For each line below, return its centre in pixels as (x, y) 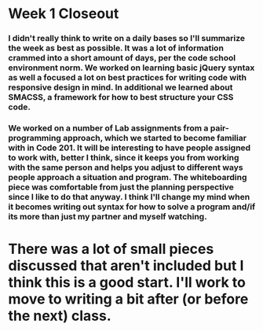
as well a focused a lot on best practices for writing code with (128, 78)
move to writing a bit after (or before (128, 299)
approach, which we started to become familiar (155, 138)
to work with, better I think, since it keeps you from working (124, 158)
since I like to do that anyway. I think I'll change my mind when (129, 197)
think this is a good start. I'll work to (127, 283)
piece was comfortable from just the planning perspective (121, 187)
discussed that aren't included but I (126, 266)
